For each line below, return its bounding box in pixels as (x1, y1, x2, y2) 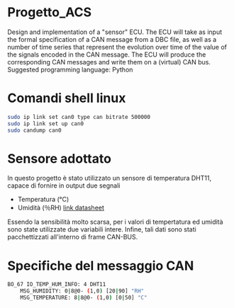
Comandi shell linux (7, 90, 126, 106)
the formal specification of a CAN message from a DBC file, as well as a (7, 35, 217, 43)
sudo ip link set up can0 (7, 120, 84, 127)
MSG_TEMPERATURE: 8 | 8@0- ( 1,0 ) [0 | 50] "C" (20, 295, 147, 302)
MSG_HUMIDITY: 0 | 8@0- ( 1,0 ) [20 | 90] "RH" (20, 287, 144, 295)
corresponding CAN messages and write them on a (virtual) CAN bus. (7, 57, 211, 66)
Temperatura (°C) (17, 195, 69, 204)
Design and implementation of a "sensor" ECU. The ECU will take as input (7, 28, 223, 36)
